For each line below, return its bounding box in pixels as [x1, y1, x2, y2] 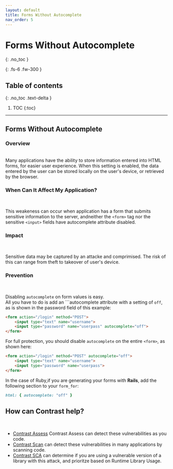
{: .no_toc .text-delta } [5, 95, 52, 101]
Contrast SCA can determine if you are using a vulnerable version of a [12, 453, 162, 459]
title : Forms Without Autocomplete [5, 12, 82, 18]
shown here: [5, 343, 32, 350]
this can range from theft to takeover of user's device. [5, 259, 120, 265]
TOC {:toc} [12, 105, 36, 111]
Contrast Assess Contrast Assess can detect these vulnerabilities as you [12, 430, 167, 437]
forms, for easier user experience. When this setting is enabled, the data [5, 163, 159, 169]
